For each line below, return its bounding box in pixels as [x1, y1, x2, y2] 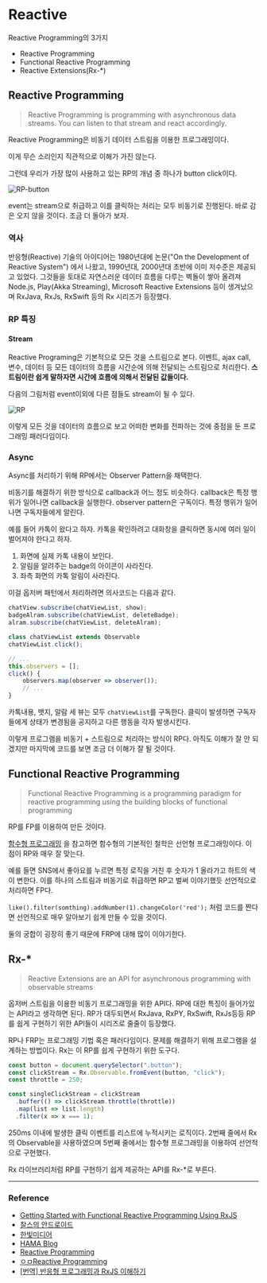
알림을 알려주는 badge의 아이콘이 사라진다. [19, 561, 153, 571]
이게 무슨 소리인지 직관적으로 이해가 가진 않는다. [8, 151, 157, 161]
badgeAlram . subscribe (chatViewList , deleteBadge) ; [8, 611, 180, 619]
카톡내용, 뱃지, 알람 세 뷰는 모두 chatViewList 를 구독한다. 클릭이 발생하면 [8, 707, 235, 717]
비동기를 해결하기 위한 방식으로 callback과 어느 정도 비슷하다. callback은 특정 [8, 487, 250, 498]
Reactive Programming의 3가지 [8, 33, 109, 42]
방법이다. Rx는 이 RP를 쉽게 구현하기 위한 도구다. [29, 1045, 180, 1055]
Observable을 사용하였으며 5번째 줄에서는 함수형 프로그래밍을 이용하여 [16, 1138, 237, 1147]
